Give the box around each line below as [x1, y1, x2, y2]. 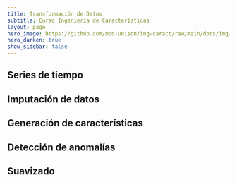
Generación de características [7, 117, 143, 129]
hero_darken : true [7, 37, 61, 44]
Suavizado [7, 165, 55, 177]
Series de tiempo [7, 69, 83, 81]
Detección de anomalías [7, 141, 116, 153]
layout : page [7, 23, 46, 30]
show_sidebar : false [7, 43, 68, 50]
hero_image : [7, 30, 42, 37]
